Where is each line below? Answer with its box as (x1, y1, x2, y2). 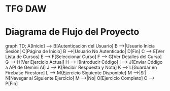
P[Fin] (5, 80, 18, 86)
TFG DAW (5, 3, 47, 15)
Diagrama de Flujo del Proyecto (5, 26, 140, 38)
